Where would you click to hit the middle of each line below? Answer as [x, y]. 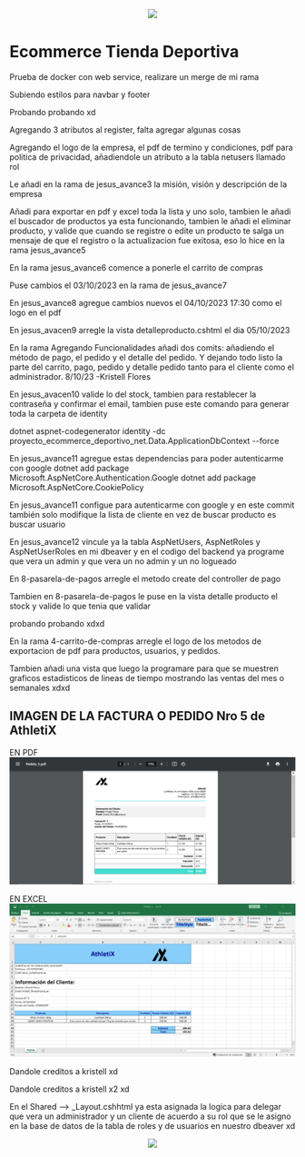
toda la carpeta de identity [59, 413]
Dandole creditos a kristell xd [64, 1071]
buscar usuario [38, 524]
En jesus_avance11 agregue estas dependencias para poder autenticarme [147, 458]
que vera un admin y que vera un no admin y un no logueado [123, 561]
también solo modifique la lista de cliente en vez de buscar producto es [143, 514]
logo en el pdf [35, 312]
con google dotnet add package [69, 468]
